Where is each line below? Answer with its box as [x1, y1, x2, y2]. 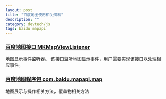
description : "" [5, 17, 39, 22]
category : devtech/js [5, 21, 51, 27]
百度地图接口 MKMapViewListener [5, 44, 90, 51]
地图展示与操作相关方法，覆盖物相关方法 [5, 88, 89, 94]
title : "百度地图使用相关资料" [5, 12, 64, 17]
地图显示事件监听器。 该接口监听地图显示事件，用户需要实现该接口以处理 [5, 56, 157, 62]
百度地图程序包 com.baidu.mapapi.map [5, 76, 103, 83]
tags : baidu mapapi [5, 26, 46, 31]
